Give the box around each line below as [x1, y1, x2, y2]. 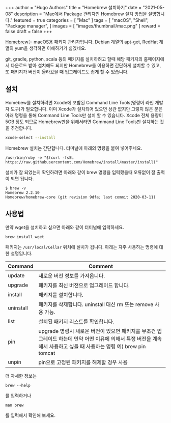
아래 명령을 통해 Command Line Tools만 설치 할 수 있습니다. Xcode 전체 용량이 [5, 112, 163, 118]
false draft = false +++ [5, 29, 52, 34]
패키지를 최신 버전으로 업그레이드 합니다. [38, 281, 130, 289]
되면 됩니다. [10, 175, 34, 182]
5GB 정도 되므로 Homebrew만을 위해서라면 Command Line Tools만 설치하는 [5, 119, 159, 125]
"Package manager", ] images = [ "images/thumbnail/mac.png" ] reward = [5, 23, 161, 29]
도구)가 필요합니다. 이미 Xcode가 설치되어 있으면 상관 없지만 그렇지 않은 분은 [10, 106, 163, 112]
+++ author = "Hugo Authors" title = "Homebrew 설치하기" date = [5, 5, 142, 10]
